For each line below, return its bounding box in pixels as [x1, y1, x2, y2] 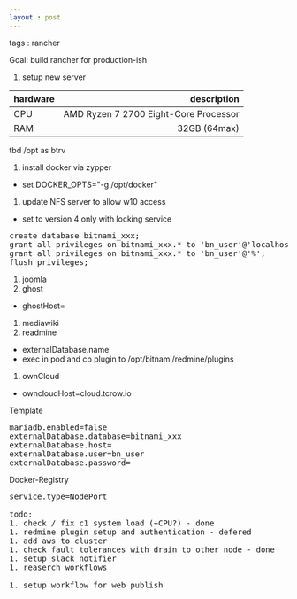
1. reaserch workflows [9, 562, 108, 572]
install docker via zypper [21, 161, 112, 173]
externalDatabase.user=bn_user [9, 448, 145, 459]
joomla [21, 274, 47, 284]
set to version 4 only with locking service [21, 214, 172, 224]
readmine [21, 327, 57, 338]
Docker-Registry [9, 474, 69, 485]
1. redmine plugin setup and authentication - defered [9, 526, 252, 537]
